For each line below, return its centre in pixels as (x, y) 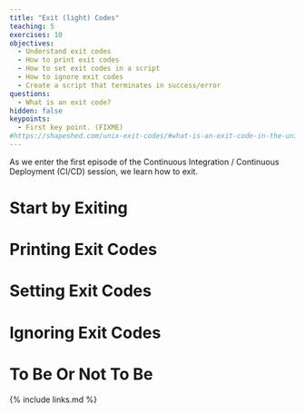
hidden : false (36, 111)
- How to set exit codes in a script (89, 69)
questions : (30, 93)
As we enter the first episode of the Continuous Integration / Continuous (144, 162)
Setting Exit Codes (81, 291)
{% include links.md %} (54, 399)
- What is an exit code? (64, 102)
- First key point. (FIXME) (71, 128)
